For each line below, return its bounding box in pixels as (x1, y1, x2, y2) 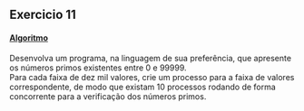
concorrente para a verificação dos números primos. (9, 90, 207, 102)
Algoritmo (9, 32, 48, 43)
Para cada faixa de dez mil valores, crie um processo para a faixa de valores (9, 71, 295, 82)
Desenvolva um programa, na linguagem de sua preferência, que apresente (9, 52, 292, 63)
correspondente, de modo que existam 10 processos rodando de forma (9, 81, 277, 92)
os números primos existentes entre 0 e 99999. (9, 62, 187, 73)
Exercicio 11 (9, 7, 77, 23)
